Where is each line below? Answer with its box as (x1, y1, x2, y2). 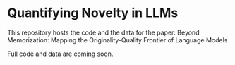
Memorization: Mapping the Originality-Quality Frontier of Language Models (7, 35, 228, 44)
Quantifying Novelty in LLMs (7, 5, 179, 21)
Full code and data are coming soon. (7, 49, 114, 58)
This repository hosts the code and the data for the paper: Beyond (7, 28, 200, 37)
